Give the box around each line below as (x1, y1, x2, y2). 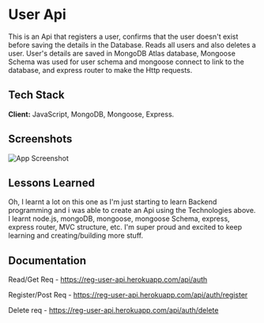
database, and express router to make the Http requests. (8, 65, 193, 74)
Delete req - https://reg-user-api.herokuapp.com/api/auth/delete (8, 306, 219, 315)
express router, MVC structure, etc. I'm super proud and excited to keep (8, 222, 243, 232)
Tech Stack (8, 89, 65, 102)
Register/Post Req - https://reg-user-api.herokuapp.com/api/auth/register (8, 291, 248, 300)
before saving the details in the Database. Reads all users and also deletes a (8, 40, 257, 49)
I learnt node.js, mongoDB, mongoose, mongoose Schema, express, (8, 214, 231, 223)
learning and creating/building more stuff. (8, 231, 144, 241)
